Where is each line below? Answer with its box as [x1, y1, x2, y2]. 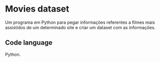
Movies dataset [5, 3, 69, 15]
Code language [5, 39, 53, 47]
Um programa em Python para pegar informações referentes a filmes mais [5, 19, 155, 25]
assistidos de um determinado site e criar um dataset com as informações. [5, 24, 156, 30]
